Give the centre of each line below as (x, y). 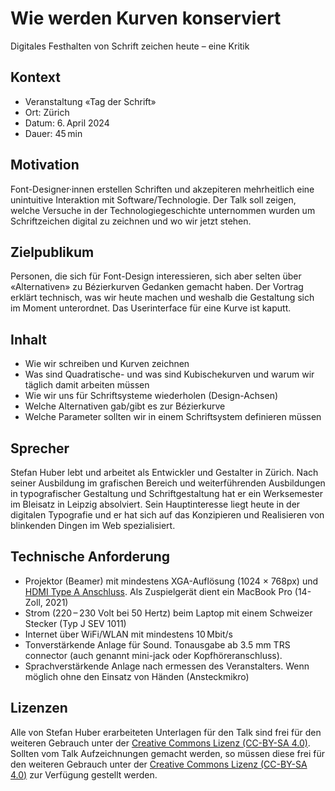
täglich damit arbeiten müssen (87, 385)
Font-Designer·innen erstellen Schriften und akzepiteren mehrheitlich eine (162, 189)
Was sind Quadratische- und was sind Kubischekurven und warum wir (169, 374)
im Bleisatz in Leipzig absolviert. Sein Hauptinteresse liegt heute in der (155, 504)
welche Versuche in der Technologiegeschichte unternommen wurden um (163, 210)
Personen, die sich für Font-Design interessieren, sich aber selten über (156, 276)
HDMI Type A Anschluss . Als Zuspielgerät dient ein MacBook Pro (158, 591)
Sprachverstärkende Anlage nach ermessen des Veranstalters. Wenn (167, 666)
